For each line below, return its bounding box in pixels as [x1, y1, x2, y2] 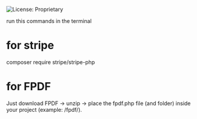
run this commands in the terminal [6, 18, 92, 24]
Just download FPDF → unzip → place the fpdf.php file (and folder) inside [6, 100, 191, 107]
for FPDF [6, 80, 51, 94]
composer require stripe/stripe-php [6, 58, 95, 66]
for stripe [6, 39, 55, 53]
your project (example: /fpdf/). [6, 106, 82, 113]
